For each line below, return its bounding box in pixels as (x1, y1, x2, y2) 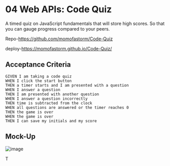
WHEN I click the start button (5, 78, 72, 84)
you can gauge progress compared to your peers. (5, 25, 110, 32)
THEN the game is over (5, 109, 54, 115)
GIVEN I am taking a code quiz (5, 74, 72, 79)
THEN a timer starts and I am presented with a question (5, 82, 129, 88)
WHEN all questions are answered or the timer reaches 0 (5, 105, 129, 110)
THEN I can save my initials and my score (5, 118, 97, 123)
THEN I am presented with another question (5, 92, 100, 97)
